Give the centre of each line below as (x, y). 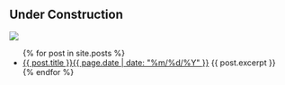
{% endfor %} (48, 72)
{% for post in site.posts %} (74, 53)
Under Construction (66, 15)
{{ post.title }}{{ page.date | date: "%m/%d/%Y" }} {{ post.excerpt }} (149, 63)
